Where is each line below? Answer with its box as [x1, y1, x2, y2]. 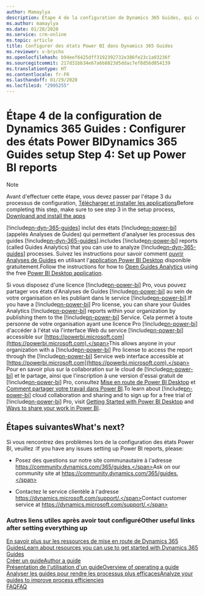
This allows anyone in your [109, 339, 176, 346]
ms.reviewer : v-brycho [6, 49, 64, 55]
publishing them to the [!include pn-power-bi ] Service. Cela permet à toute [6, 314, 193, 321]
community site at [15, 469, 61, 476]
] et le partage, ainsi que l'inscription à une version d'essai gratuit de [10, 372, 184, 379]
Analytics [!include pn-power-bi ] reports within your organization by [6, 307, 176, 314]
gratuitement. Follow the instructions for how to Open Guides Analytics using [6, 263, 198, 270]
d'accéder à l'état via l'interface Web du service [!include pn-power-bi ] [6, 326, 184, 334]
